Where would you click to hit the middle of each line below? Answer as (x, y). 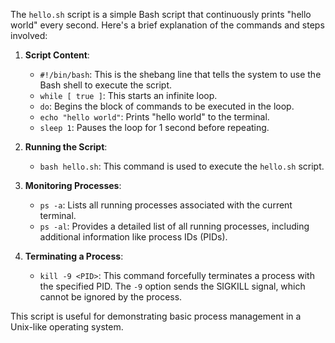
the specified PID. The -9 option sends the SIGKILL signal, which (172, 286)
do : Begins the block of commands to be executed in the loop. (167, 106)
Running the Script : (66, 147)
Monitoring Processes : (73, 185)
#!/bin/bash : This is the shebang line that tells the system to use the (180, 74)
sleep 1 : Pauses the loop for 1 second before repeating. (154, 127)
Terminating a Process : (74, 256)
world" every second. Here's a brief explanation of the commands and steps (167, 25)
